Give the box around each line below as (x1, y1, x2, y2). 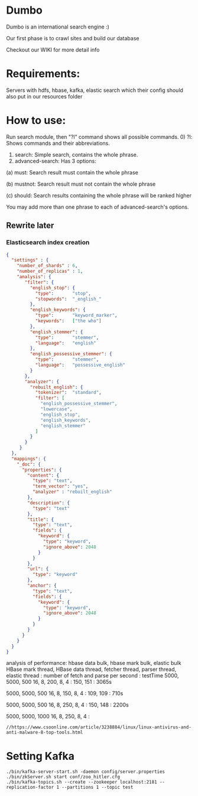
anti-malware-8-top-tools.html (6, 730, 83, 735)
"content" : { (27, 472, 60, 478)
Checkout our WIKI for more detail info (6, 46, 100, 53)
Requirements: (6, 67, 80, 81)
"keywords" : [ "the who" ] (35, 318, 102, 324)
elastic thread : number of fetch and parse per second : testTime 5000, (6, 672, 179, 679)
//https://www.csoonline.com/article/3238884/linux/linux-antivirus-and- (6, 724, 192, 730)
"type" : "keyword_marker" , (35, 313, 118, 319)
